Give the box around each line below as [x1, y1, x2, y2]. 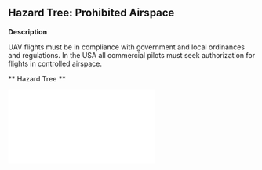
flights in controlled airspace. [8, 59, 103, 68]
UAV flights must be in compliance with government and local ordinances [8, 42, 246, 52]
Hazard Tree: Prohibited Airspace [8, 6, 175, 20]
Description [8, 27, 48, 36]
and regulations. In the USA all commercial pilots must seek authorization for [8, 50, 256, 60]
